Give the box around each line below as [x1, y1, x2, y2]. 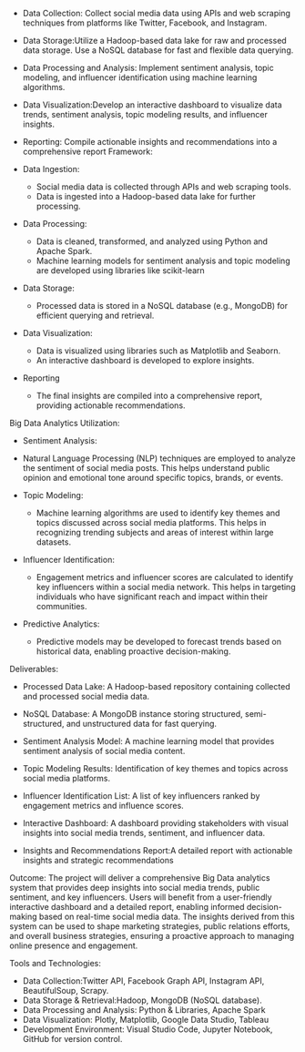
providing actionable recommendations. [36, 400, 186, 411]
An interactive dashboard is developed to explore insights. [36, 355, 255, 365]
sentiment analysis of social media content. [22, 746, 186, 756]
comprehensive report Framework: [22, 146, 153, 157]
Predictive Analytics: [22, 618, 100, 629]
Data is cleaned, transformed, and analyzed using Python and [36, 236, 269, 247]
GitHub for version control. [22, 1034, 123, 1044]
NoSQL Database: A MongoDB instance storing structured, [22, 709, 243, 719]
